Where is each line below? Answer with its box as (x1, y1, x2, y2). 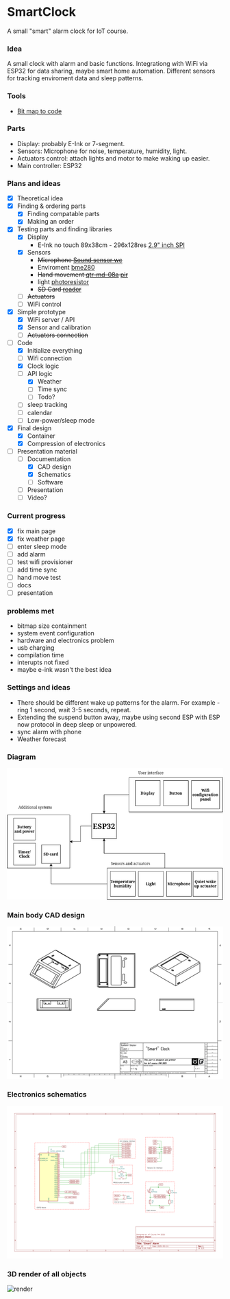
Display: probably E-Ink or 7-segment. (16, 139, 125, 148)
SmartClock (7, 4, 77, 20)
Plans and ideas (7, 178, 61, 188)
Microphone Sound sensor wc (37, 255, 123, 264)
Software (37, 478, 64, 487)
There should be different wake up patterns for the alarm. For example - (16, 698, 220, 707)
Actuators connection (27, 331, 89, 339)
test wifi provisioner (16, 557, 73, 566)
